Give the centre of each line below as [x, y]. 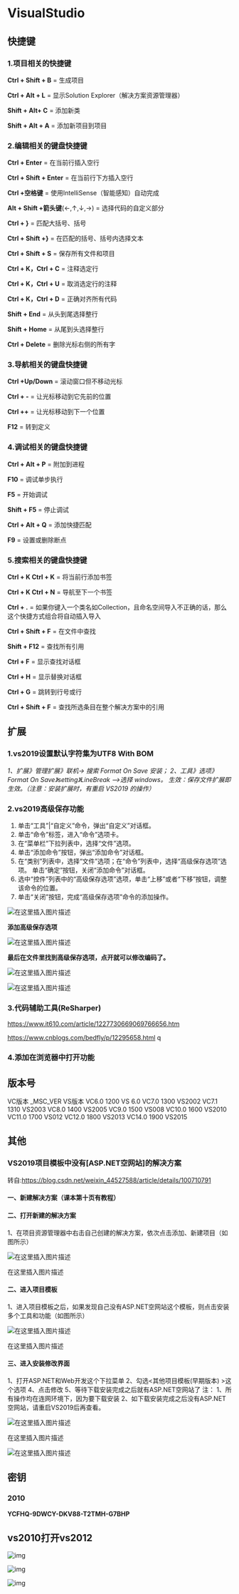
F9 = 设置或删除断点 [37, 540]
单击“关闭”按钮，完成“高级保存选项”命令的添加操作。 [95, 897]
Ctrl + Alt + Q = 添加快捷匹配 [50, 525]
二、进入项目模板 [32, 1290]
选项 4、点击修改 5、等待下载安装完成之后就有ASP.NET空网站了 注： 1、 [119, 1389]
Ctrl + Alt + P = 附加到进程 [46, 464]
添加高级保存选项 [32, 927]
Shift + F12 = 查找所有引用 [46, 647]
